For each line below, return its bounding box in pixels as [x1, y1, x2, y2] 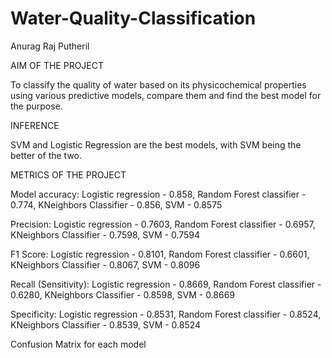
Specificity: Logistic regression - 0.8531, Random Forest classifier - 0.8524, [10, 308, 322, 320]
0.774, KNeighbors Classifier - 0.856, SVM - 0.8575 [10, 198, 223, 211]
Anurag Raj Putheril [10, 40, 90, 52]
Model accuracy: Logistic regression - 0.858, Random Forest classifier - [10, 188, 307, 200]
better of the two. [10, 149, 83, 161]
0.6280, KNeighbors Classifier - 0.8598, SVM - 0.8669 [10, 288, 236, 301]
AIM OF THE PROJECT [10, 59, 105, 71]
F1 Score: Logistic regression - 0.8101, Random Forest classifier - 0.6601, [10, 248, 310, 260]
